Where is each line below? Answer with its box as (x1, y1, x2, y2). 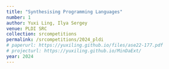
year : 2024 (6, 53, 34, 59)
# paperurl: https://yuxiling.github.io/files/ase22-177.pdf (6, 43, 164, 49)
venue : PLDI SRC (6, 25, 47, 32)
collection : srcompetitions (6, 31, 77, 37)
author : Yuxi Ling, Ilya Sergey (6, 20, 88, 26)
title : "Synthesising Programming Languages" (6, 8, 123, 15)
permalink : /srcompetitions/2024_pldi (6, 37, 104, 43)
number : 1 (6, 14, 31, 20)
